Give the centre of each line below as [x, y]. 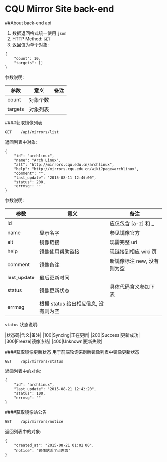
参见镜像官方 [125, 233]
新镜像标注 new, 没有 [134, 261]
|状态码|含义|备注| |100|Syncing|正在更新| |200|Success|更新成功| [73, 335]
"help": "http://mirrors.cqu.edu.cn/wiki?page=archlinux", [77, 169]
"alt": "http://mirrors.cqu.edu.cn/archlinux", [64, 164]
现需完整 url [124, 242]
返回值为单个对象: [30, 45]
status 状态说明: [22, 324]
